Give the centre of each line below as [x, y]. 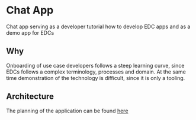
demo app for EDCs [30, 32]
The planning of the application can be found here [67, 111]
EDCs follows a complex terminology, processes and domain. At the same [96, 72]
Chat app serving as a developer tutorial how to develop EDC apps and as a [98, 26]
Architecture [30, 97]
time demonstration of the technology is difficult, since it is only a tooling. [96, 78]
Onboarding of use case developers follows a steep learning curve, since [95, 65]
